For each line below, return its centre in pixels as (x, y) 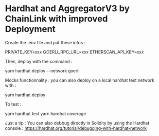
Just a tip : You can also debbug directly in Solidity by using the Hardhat (77, 123)
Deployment (30, 29)
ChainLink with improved (56, 19)
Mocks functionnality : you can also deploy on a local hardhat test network (80, 80)
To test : (13, 104)
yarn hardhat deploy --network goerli (42, 70)
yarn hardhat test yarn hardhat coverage (45, 113)
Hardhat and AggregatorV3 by (67, 8)
